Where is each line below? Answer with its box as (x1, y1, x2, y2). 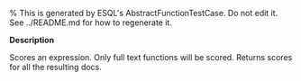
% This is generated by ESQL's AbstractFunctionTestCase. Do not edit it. (9, 8, 278, 18)
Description (9, 35, 55, 45)
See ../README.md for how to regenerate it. (9, 17, 173, 28)
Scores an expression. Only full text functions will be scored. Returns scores (9, 52, 293, 62)
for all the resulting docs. (9, 62, 102, 72)
